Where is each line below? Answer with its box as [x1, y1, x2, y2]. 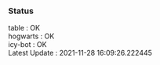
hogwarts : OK [8, 31, 55, 41]
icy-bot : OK [8, 40, 47, 49]
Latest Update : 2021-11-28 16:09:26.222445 [8, 49, 153, 58]
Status [8, 5, 34, 16]
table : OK [8, 23, 41, 33]
